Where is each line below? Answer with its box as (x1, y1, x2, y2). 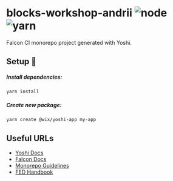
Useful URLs (6, 133, 54, 143)
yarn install (6, 88, 39, 95)
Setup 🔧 (6, 56, 37, 67)
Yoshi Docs (15, 149, 44, 157)
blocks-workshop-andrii (6, 6, 132, 20)
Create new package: (6, 101, 62, 108)
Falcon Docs (15, 156, 47, 163)
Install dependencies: (6, 73, 63, 81)
